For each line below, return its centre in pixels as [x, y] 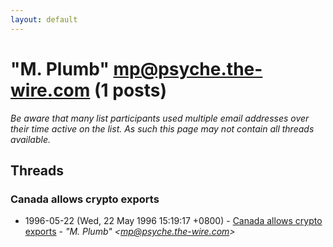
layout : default [44, 19]
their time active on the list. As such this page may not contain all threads [162, 128]
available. [31, 139]
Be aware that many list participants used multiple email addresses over [160, 118]
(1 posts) [130, 90]
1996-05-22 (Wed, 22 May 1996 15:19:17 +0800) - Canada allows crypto [173, 221]
